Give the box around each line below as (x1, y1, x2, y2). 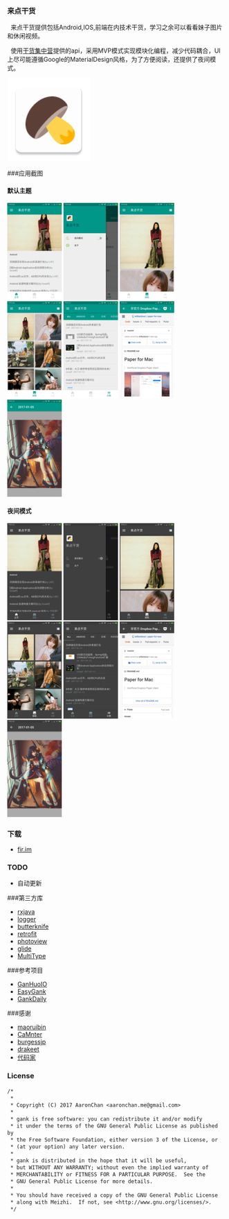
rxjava (17, 908, 35, 916)
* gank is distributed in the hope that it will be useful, (10, 1157, 187, 1164)
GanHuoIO (17, 980, 47, 989)
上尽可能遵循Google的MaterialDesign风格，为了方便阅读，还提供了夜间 (7, 55, 210, 64)
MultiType (17, 952, 46, 960)
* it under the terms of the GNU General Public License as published (10, 1122, 218, 1130)
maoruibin (17, 1023, 46, 1031)
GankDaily (17, 995, 47, 1003)
